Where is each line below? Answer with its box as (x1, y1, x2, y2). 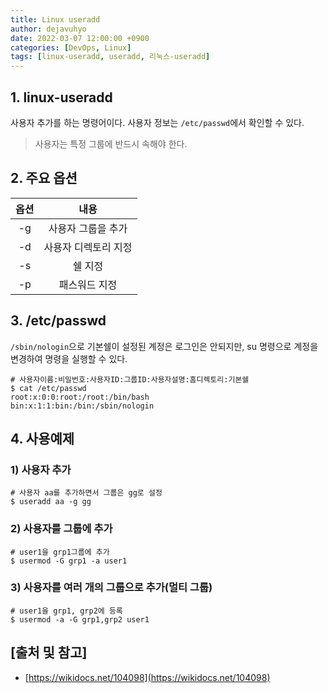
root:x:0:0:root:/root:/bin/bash (10, 392, 150, 402)
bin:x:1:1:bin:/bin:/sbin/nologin (10, 401, 155, 411)
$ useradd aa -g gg (10, 497, 92, 507)
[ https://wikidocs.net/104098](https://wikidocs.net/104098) (24, 671, 271, 683)
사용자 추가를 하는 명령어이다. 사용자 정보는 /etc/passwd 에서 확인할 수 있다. (10, 116, 305, 128)
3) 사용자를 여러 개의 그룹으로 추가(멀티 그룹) (10, 581, 213, 595)
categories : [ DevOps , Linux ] (10, 42, 132, 53)
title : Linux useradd (10, 14, 101, 25)
